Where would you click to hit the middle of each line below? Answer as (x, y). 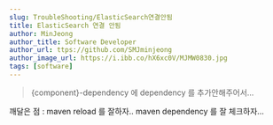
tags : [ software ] (41, 67)
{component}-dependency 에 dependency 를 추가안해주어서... (142, 92)
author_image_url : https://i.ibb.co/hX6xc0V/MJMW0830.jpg (118, 58)
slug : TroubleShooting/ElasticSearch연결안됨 (91, 17)
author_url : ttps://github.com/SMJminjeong (91, 50)
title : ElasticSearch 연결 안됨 (65, 26)
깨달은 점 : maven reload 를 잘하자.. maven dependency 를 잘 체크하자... (136, 111)
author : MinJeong (41, 33)
